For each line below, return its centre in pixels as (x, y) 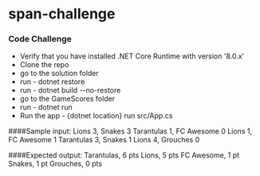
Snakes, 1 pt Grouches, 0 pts (55, 164)
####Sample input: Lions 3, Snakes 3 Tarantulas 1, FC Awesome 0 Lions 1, (130, 131)
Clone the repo (44, 65)
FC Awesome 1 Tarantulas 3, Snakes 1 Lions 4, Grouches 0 (104, 140)
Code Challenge (40, 39)
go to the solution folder (59, 74)
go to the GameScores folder (67, 99)
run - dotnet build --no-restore (70, 90)
